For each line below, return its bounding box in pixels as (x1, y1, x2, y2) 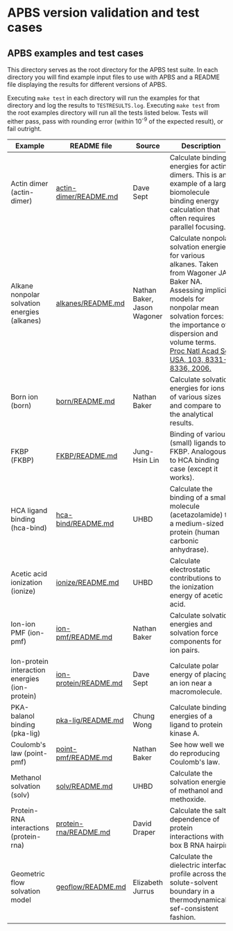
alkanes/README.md (55, 298, 125, 308)
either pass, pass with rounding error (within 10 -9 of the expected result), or (7, 116, 224, 126)
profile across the (169, 869, 227, 878)
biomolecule (169, 187, 210, 197)
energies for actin (169, 161, 227, 171)
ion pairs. (169, 645, 200, 655)
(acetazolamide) (169, 510, 223, 520)
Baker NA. (169, 276, 202, 286)
